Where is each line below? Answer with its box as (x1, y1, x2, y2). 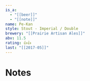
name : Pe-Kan (5, 21, 33, 27)
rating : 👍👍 (5, 40, 32, 46)
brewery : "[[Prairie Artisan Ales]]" (5, 31, 85, 36)
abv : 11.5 (5, 36, 26, 41)
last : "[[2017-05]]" (5, 45, 49, 50)
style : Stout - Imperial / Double (5, 26, 79, 31)
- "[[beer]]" (10, 12, 38, 17)
